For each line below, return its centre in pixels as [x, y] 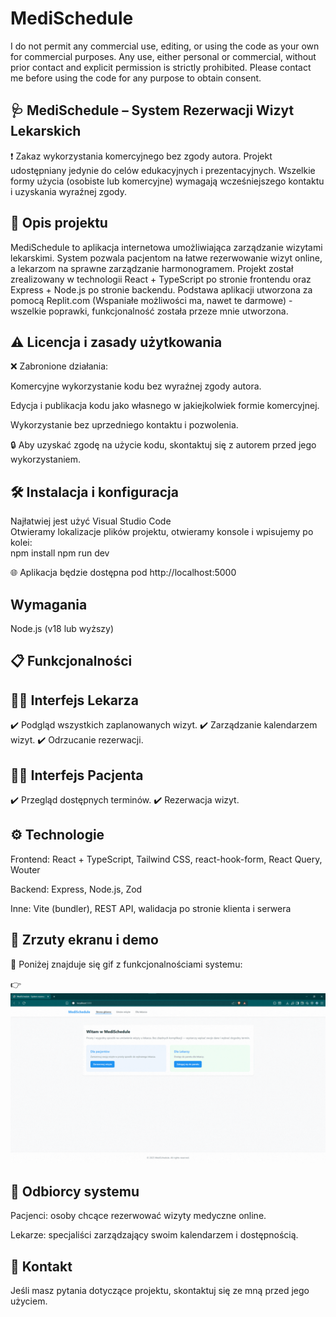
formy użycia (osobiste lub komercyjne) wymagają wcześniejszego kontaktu [167, 181]
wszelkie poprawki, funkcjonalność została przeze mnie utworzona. [149, 311]
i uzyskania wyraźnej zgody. [68, 191]
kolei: [21, 543]
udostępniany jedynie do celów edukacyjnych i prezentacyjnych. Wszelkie [163, 170]
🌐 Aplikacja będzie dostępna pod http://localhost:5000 [123, 573]
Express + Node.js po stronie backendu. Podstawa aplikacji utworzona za [161, 289]
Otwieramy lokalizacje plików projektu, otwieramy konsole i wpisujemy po [162, 532]
